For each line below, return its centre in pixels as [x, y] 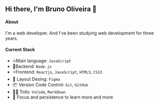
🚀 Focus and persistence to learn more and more [63, 97]
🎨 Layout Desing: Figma [36, 79]
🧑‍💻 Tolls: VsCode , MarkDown [39, 92]
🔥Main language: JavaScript [42, 61]
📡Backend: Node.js [32, 66]
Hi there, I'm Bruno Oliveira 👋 [51, 9]
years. [12, 38]
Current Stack [20, 50]
